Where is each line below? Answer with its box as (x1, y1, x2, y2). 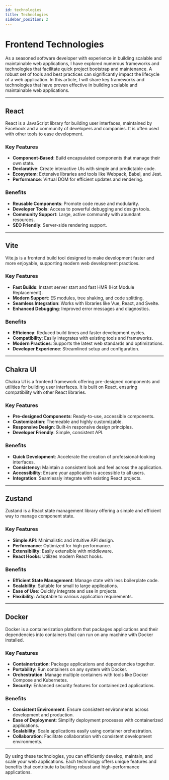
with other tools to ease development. (5, 131, 84, 137)
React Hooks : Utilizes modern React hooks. (12, 553, 103, 559)
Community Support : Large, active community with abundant (12, 211, 141, 217)
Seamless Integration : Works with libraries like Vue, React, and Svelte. (12, 300, 159, 306)
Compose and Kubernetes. (12, 677, 68, 683)
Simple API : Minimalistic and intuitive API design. (12, 537, 115, 543)
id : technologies (5, 7, 42, 13)
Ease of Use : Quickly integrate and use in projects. (12, 588, 118, 594)
